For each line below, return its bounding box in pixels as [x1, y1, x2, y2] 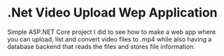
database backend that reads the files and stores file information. [7, 42, 196, 50]
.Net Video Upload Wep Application [7, 5, 218, 21]
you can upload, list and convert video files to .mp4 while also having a [7, 35, 212, 43]
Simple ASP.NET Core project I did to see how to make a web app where [7, 28, 216, 36]
